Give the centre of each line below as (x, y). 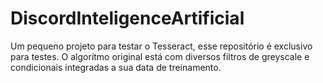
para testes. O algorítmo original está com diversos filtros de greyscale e (160, 56)
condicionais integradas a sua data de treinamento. (116, 67)
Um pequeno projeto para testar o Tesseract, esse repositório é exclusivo (161, 46)
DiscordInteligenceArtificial (127, 18)
